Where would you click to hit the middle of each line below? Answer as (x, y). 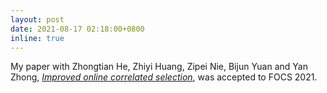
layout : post (37, 19)
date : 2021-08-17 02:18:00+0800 (77, 29)
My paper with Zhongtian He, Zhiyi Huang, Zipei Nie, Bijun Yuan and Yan (159, 67)
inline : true (37, 38)
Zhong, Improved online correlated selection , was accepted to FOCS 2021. (164, 77)
